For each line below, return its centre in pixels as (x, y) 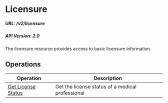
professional (70, 93)
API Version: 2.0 (22, 36)
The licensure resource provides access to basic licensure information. (78, 48)
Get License (22, 87)
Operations (23, 64)
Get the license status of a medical (96, 87)
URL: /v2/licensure (25, 23)
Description (108, 78)
